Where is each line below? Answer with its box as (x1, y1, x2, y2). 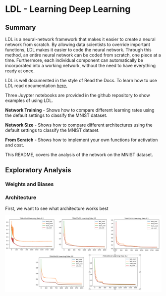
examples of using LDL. (5, 98, 54, 103)
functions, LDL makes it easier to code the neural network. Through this (5, 47, 152, 52)
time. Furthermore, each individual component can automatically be (5, 57, 144, 63)
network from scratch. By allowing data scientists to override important (5, 42, 150, 48)
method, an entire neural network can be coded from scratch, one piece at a (5, 52, 161, 58)
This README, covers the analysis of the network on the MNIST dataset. (5, 152, 154, 157)
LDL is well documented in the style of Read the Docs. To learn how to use (5, 78, 157, 83)
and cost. (5, 142, 25, 148)
